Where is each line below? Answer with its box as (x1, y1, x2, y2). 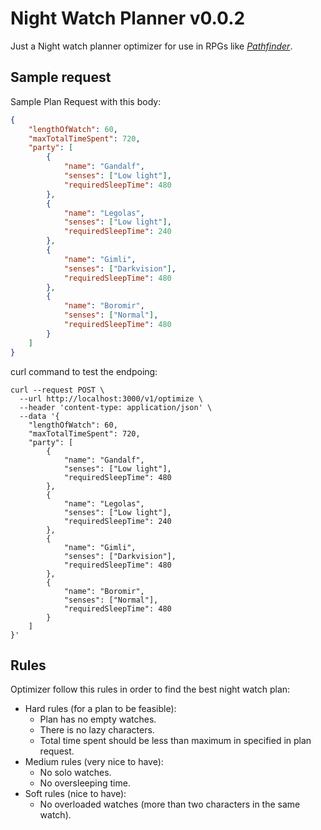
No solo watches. (39, 767, 112, 779)
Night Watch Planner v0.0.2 (10, 7, 246, 30)
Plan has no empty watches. (39, 713, 157, 726)
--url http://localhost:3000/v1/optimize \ (19, 393, 203, 404)
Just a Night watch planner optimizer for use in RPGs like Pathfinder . (10, 40, 293, 52)
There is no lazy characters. (39, 724, 155, 736)
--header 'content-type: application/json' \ (19, 402, 213, 412)
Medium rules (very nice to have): (24, 756, 164, 768)
